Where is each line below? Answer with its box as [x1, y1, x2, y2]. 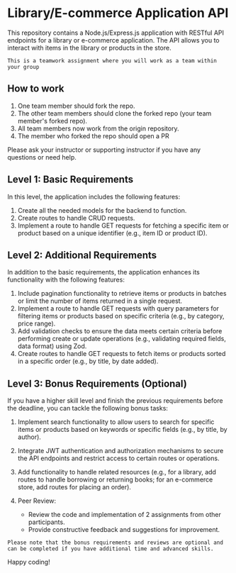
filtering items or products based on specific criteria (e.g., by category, [17, 312, 225, 321]
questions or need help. [7, 152, 77, 161]
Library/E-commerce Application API [7, 5, 229, 21]
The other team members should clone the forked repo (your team [17, 109, 212, 118]
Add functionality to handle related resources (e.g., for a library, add [17, 468, 216, 477]
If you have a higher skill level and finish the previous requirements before [7, 396, 223, 405]
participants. [28, 518, 65, 526]
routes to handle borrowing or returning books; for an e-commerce [17, 475, 213, 484]
